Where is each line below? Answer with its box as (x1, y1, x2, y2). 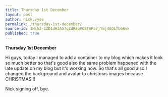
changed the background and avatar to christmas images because (5, 71, 143, 76)
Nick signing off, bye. (5, 86, 49, 91)
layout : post (5, 12, 33, 17)
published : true (5, 31, 39, 36)
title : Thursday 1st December (5, 7, 69, 13)
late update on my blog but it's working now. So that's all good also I (5, 65, 147, 71)
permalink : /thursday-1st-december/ (5, 21, 82, 27)
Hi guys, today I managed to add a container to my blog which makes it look (5, 55, 163, 61)
